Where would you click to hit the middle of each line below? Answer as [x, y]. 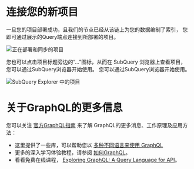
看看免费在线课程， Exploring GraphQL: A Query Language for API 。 [97, 160]
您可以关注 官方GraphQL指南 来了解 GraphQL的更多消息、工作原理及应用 [94, 125]
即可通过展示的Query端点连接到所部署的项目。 [63, 37]
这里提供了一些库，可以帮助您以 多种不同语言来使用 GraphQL [89, 145]
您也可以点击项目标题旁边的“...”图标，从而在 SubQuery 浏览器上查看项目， [96, 62]
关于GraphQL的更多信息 [64, 108]
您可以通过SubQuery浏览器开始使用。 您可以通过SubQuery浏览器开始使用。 [98, 69]
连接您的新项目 [42, 12]
